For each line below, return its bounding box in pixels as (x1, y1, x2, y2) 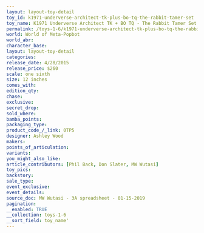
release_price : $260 (6, 65, 59, 72)
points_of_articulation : (6, 144, 69, 150)
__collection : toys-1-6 (6, 212, 67, 218)
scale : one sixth (6, 71, 50, 77)
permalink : (6, 25, 34, 32)
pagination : (6, 201, 36, 207)
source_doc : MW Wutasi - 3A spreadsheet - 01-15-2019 (6, 195, 146, 201)
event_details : (6, 189, 45, 195)
